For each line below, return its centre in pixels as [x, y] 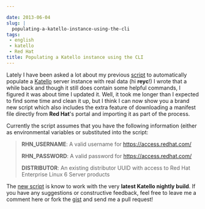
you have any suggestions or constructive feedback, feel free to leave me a [102, 192]
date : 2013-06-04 [28, 17]
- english [21, 40]
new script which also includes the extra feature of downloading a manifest [101, 107]
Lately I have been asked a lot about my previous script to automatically [97, 75]
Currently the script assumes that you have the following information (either [102, 126]
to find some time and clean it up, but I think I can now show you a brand [98, 101]
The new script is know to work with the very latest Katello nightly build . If [101, 186]
